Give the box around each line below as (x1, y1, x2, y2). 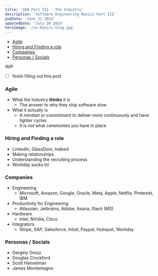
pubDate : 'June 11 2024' (5, 16, 55, 21)
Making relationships (12, 151, 54, 157)
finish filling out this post (12, 73, 62, 79)
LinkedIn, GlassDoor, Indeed (12, 146, 69, 152)
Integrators (12, 221, 35, 227)
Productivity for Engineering (12, 201, 69, 207)
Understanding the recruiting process (12, 156, 88, 162)
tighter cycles (19, 118, 47, 124)
